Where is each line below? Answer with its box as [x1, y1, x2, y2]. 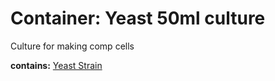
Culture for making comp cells [10, 40, 135, 52]
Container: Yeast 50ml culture [10, 7, 266, 30]
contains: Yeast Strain [10, 59, 103, 71]
